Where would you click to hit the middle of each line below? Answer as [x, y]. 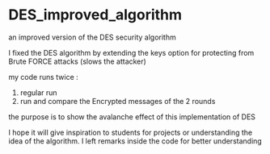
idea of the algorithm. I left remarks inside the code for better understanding [135, 141]
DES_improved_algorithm [95, 15]
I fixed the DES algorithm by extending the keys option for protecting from [131, 52]
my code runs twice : [43, 77]
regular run [39, 92]
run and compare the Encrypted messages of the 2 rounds [118, 101]
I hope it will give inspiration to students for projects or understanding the [131, 132]
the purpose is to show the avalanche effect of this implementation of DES [132, 117]
